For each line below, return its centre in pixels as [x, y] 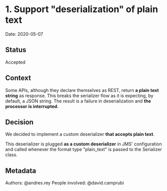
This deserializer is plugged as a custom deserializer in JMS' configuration [84, 144]
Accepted [15, 62]
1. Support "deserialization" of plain [82, 9]
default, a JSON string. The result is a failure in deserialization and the [78, 101]
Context [18, 78]
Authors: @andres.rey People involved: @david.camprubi [65, 183]
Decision [19, 122]
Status [16, 50]
